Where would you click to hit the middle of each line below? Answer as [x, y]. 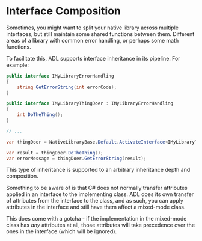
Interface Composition [64, 11]
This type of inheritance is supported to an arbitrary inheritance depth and [98, 170]
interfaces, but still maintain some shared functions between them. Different [100, 34]
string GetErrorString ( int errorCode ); [67, 87]
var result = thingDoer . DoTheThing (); [55, 153]
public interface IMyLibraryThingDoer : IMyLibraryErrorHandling [90, 103]
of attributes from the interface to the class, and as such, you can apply [95, 201]
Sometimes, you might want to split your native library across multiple [93, 28]
